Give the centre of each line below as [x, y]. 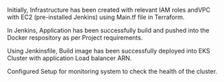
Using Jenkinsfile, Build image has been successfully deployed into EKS [109, 51]
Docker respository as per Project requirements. [75, 38]
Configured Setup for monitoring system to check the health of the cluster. [112, 71]
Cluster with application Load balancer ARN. [70, 58]
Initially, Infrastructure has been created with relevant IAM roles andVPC [109, 10]
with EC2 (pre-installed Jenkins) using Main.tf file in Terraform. [96, 17]
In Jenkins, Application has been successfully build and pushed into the [108, 30]
